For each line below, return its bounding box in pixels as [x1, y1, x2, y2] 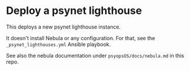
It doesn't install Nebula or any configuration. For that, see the [6, 34, 156, 41]
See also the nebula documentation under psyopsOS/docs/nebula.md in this [6, 52, 185, 59]
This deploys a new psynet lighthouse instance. [6, 23, 121, 30]
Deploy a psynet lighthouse [6, 4, 142, 17]
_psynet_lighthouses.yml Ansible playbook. [6, 41, 111, 48]
